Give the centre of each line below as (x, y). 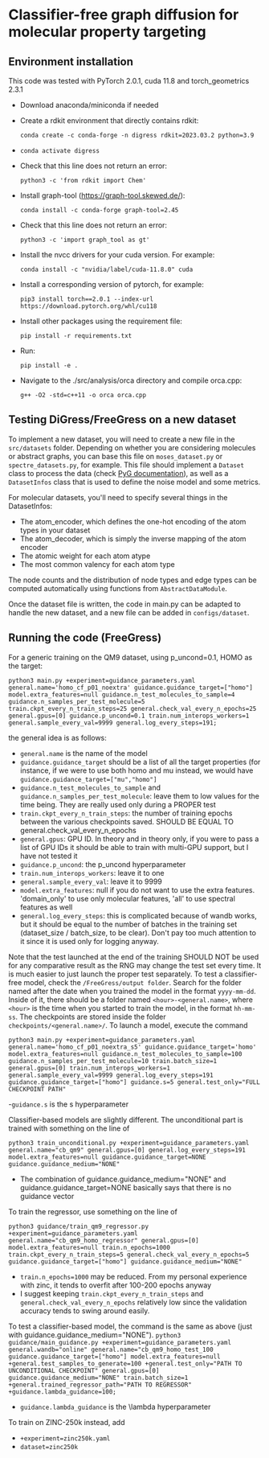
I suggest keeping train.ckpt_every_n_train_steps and (112, 1293)
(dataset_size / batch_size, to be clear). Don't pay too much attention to (138, 932)
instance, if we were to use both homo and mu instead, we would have (137, 770)
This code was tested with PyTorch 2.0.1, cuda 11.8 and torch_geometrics (129, 81)
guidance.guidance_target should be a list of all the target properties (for (140, 762)
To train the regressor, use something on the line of (93, 1211)
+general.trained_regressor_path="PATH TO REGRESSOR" (100, 1385)
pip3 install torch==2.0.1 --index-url (87, 299)
